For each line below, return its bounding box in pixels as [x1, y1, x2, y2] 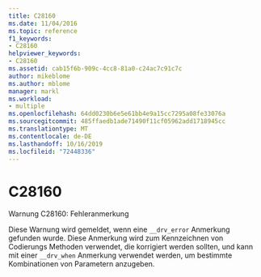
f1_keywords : [8, 34, 53, 43]
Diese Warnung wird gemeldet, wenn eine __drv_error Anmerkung [8, 224, 230, 235]
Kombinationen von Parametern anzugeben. [8, 259, 155, 269]
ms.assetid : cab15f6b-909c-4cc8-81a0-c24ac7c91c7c [8, 65, 183, 73]
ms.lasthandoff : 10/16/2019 [8, 139, 103, 148]
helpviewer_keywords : [8, 49, 82, 58]
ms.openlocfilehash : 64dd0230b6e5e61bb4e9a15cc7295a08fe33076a [8, 110, 226, 118]
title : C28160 [8, 11, 57, 20]
